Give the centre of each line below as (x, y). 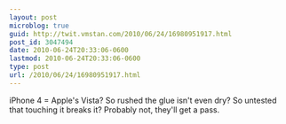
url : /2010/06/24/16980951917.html (75, 75)
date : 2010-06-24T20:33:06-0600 (69, 50)
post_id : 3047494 (41, 42)
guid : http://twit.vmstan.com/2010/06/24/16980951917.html (121, 34)
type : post (29, 67)
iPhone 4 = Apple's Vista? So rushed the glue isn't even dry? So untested (143, 100)
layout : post (33, 17)
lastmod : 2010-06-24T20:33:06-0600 (75, 58)
